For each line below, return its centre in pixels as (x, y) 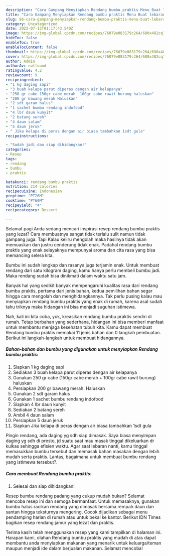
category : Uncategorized (32, 24)
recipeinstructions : (27, 136)
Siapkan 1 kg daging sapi (39, 367)
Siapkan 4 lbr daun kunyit (39, 404)
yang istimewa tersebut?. (32, 462)
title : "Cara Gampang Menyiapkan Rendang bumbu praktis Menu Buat (76, 15)
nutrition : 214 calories (32, 187)
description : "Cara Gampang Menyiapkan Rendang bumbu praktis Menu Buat (83, 10)
